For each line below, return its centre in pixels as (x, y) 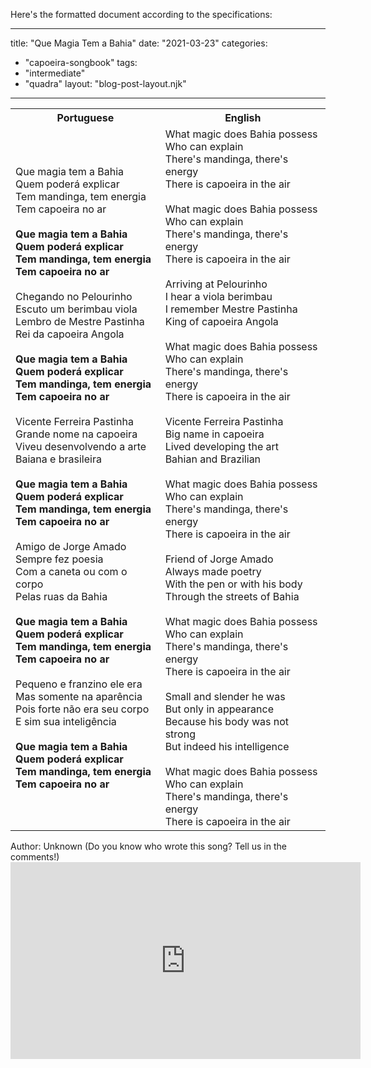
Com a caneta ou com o (71, 571)
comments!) (35, 857)
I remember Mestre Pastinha (231, 309)
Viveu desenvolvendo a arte (81, 446)
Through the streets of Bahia (232, 596)
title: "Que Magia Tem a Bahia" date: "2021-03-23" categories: (139, 43)
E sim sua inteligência (66, 721)
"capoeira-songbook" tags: (81, 62)
